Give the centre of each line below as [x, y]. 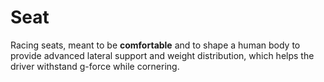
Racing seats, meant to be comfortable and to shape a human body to [155, 45]
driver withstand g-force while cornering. [95, 66]
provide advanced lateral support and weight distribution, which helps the [162, 55]
